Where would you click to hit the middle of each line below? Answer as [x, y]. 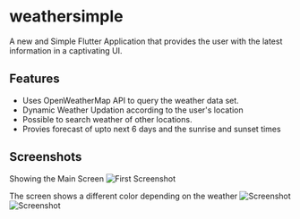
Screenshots [46, 157]
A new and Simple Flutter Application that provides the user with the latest [146, 41]
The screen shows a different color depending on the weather [124, 196]
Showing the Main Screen [57, 178]
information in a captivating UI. [66, 50]
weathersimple [66, 17]
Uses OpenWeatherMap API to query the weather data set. [130, 100]
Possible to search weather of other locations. [107, 119]
